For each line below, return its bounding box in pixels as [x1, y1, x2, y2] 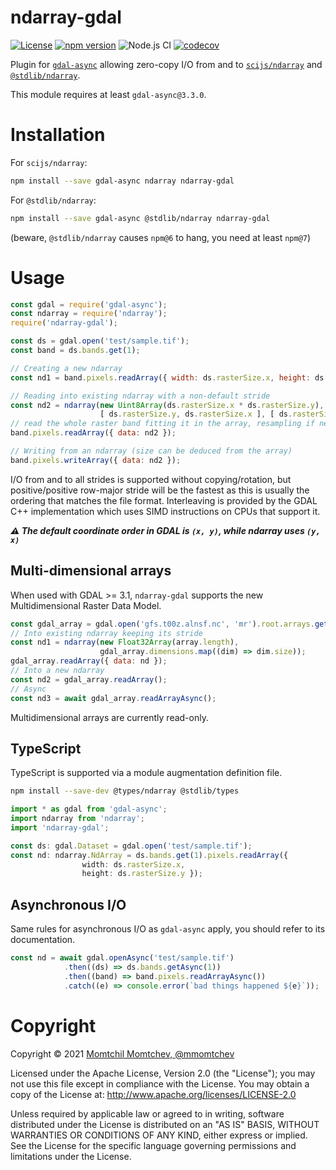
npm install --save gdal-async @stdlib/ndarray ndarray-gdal [10, 213, 271, 223]
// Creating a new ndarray [10, 363, 123, 373]
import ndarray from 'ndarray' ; [10, 814, 145, 824]
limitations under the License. [10, 1150, 132, 1162]
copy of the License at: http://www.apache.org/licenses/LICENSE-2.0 [10, 1088, 297, 1100]
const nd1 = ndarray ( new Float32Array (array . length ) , [10, 637, 240, 648]
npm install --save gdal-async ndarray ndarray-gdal [10, 176, 235, 186]
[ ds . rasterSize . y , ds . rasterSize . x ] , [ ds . [99, 409, 293, 420]
